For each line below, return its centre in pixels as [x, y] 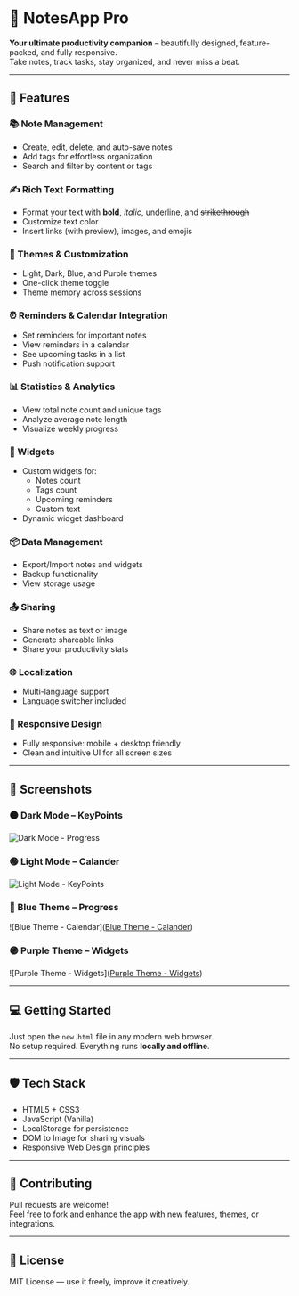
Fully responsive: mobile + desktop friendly [101, 744]
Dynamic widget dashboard [73, 518]
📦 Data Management [56, 542]
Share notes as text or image [75, 630]
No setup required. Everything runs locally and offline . [110, 1046]
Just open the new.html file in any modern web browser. [112, 1036]
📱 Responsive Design [56, 723]
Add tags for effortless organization [87, 156]
